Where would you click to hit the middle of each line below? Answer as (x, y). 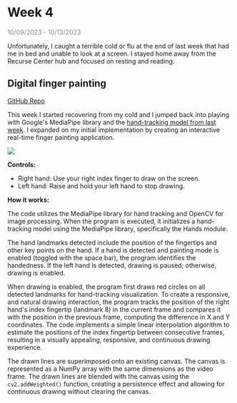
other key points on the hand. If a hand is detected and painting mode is (113, 250)
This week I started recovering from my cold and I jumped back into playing (118, 114)
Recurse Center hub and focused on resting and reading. (91, 61)
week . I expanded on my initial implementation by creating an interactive (114, 130)
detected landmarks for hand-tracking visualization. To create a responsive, (119, 294)
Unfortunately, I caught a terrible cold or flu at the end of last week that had (118, 46)
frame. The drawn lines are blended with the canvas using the (99, 376)
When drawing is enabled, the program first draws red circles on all (106, 287)
